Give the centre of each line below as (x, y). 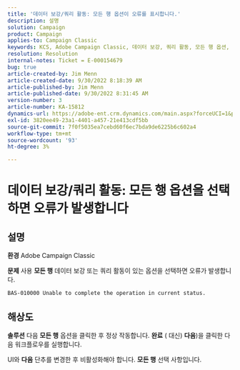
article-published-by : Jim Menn (55, 87)
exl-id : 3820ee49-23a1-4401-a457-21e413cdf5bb (78, 120)
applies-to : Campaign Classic (52, 41)
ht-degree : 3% (29, 147)
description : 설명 (33, 21)
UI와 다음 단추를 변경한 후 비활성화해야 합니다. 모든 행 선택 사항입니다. (105, 359)
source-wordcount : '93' (43, 140)
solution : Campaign (36, 27)
